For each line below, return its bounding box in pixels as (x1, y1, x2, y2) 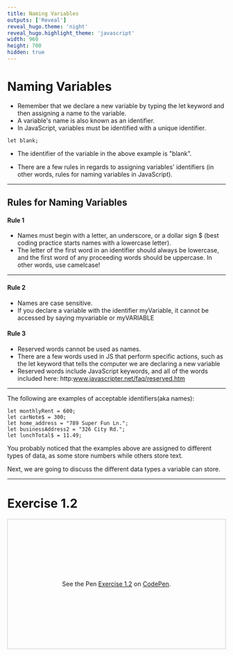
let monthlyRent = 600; (7, 407, 76, 415)
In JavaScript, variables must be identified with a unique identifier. (17, 123, 207, 132)
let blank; (7, 137, 39, 144)
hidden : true (7, 49, 45, 56)
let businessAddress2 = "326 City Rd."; (7, 426, 126, 433)
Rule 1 (7, 216, 25, 224)
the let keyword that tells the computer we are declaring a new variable (17, 359, 221, 368)
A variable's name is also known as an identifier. (17, 116, 155, 125)
